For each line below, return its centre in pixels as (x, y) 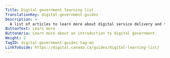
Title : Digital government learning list (50, 10)
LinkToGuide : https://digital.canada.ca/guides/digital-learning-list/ (82, 47)
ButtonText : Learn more (30, 29)
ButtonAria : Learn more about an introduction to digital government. (81, 33)
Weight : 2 (16, 38)
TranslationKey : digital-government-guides (52, 15)
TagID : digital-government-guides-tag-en (50, 43)
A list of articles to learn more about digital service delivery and (86, 24)
